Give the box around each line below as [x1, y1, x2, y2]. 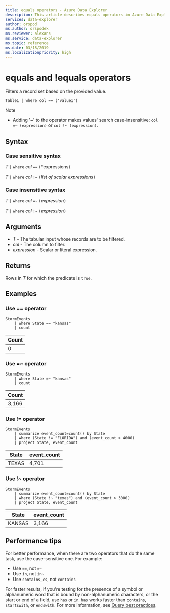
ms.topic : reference [5, 41, 49, 46]
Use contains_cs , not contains [12, 576, 76, 583]
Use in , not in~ [12, 571, 45, 577]
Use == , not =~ [12, 565, 42, 571]
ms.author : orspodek [5, 26, 49, 31]
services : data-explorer [5, 17, 58, 22]
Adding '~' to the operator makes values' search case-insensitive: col [12, 117, 158, 123]
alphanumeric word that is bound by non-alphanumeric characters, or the [5, 592, 158, 598]
